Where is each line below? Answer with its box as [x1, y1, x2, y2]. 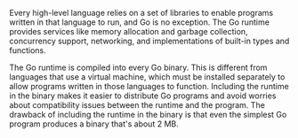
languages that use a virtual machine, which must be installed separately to [9, 72, 286, 82]
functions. [9, 45, 46, 56]
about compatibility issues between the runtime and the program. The [9, 100, 265, 110]
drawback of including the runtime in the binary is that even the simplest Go [9, 110, 287, 119]
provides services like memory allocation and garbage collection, [9, 27, 248, 36]
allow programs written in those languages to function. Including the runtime [9, 81, 289, 91]
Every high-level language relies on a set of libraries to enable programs [9, 8, 274, 18]
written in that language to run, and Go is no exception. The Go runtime [9, 17, 270, 27]
